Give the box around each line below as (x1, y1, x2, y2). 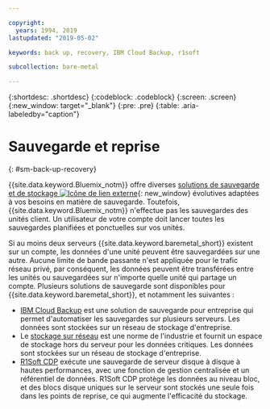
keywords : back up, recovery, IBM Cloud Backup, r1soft (8, 48, 200, 56)
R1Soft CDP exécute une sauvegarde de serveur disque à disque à (19, 357, 240, 367)
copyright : (8, 19, 45, 27)
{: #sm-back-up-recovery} (8, 165, 97, 174)
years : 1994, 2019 (15, 26, 78, 35)
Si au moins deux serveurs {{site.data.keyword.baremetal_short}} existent (8, 239, 254, 248)
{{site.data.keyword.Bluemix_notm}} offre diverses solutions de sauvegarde (8, 180, 260, 190)
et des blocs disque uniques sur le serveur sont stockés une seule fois (19, 382, 255, 392)
